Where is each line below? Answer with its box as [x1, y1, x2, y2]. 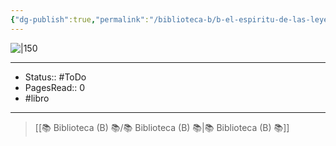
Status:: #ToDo [24, 71, 87, 83]
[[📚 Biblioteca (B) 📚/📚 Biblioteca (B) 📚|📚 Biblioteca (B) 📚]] [34, 121, 290, 133]
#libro [24, 92, 50, 104]
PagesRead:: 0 [24, 81, 86, 93]
